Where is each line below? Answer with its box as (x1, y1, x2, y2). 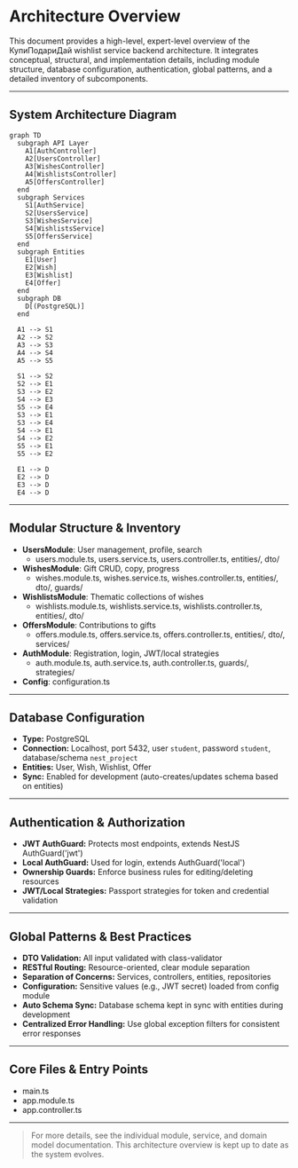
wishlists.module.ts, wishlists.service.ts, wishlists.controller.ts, (35, 601, 263, 612)
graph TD (9, 130, 42, 139)
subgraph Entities (17, 247, 86, 256)
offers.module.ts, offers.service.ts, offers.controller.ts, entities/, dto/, (35, 628, 286, 640)
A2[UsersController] (25, 154, 101, 163)
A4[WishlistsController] (25, 170, 117, 178)
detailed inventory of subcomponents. (9, 73, 149, 83)
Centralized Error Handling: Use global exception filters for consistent (21, 1019, 280, 1029)
